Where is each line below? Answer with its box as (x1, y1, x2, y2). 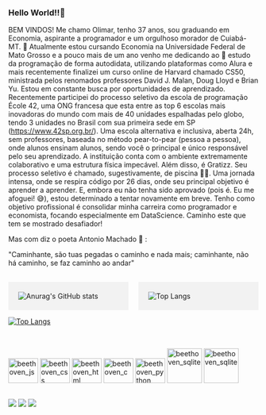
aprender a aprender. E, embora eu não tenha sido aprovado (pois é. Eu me (8, 186, 255, 195)
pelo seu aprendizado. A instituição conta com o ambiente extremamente (8, 152, 248, 161)
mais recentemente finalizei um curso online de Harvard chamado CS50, (8, 67, 246, 77)
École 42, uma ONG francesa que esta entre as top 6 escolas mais (8, 101, 226, 110)
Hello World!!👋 (8, 7, 66, 18)
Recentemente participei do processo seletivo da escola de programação (8, 93, 249, 102)
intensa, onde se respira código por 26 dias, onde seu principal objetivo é (8, 177, 249, 186)
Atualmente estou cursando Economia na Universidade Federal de (29, 42, 246, 52)
